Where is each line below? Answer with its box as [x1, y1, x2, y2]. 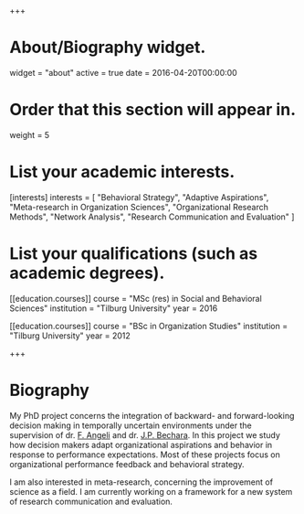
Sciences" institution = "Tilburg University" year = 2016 [9, 303, 218, 314]
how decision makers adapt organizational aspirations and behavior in [9, 439, 273, 450]
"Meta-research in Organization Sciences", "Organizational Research [9, 201, 269, 212]
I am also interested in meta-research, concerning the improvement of [9, 477, 274, 487]
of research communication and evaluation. [9, 496, 173, 507]
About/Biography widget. [9, 37, 206, 58]
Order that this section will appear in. [9, 100, 297, 120]
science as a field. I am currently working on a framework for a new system [9, 486, 293, 497]
